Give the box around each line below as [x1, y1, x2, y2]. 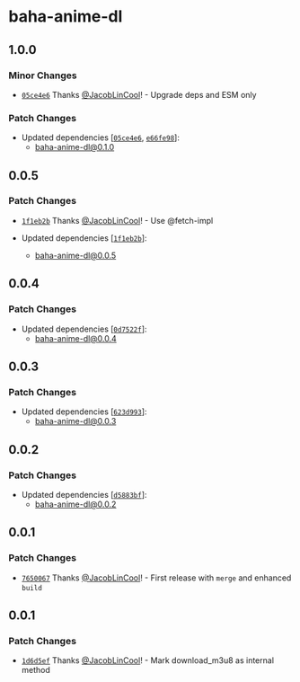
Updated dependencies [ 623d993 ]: [21, 406, 147, 417]
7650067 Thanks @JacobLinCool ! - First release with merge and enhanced [21, 572, 292, 583]
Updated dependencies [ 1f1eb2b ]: [21, 232, 147, 244]
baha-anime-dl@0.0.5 [34, 250, 117, 261]
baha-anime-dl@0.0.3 [34, 416, 117, 427]
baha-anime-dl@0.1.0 [34, 142, 115, 153]
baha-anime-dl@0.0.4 [34, 332, 118, 343]
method [21, 665, 51, 676]
